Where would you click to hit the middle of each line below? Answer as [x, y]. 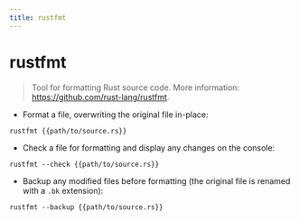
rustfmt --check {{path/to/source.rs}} [84, 164]
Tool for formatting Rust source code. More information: [135, 87]
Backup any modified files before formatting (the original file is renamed [156, 180]
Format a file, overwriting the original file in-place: [115, 115]
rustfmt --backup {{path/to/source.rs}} [87, 207]
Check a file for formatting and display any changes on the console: [149, 147]
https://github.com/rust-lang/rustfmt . [100, 97]
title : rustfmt [38, 18]
